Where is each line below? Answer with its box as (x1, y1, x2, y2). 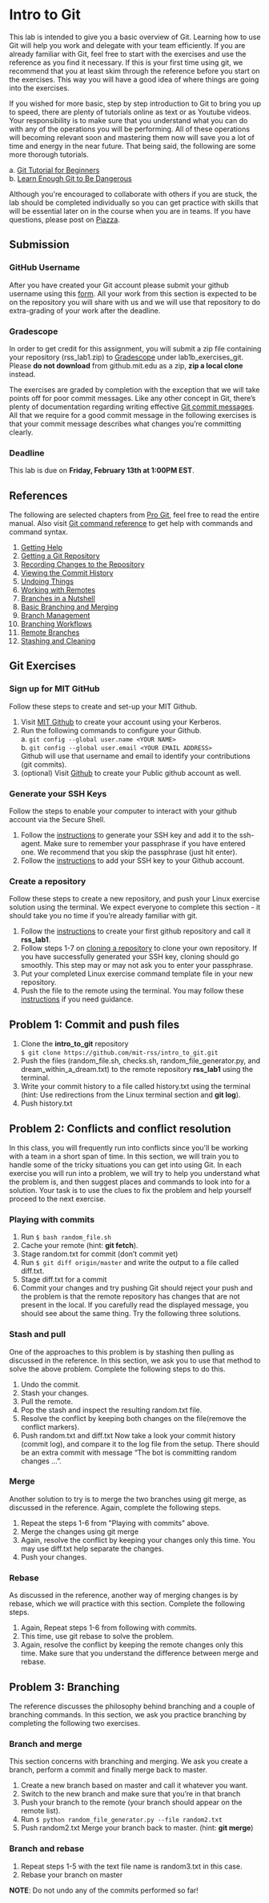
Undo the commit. (20, 1379, 81, 1389)
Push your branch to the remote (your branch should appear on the (20, 1797, 243, 1807)
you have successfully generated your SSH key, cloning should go (20, 952, 239, 962)
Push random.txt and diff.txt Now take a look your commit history (20, 1431, 236, 1440)
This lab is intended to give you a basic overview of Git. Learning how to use (9, 32, 261, 42)
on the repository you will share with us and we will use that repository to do (9, 297, 261, 307)
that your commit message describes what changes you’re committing (9, 419, 242, 428)
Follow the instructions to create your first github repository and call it (20, 926, 251, 936)
